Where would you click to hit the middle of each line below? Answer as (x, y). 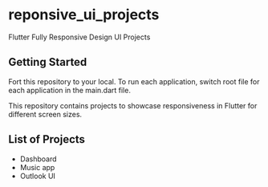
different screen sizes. (45, 114)
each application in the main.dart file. (69, 90)
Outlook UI (38, 176)
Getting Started (48, 62)
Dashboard (39, 159)
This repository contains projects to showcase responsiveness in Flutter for (133, 105)
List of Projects (47, 139)
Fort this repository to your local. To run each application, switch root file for (134, 81)
